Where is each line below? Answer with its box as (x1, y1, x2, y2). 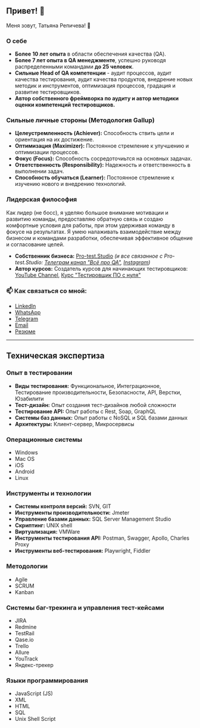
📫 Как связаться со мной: (6, 286, 87, 295)
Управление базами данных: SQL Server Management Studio (14, 515, 171, 523)
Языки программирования (6, 676, 88, 684)
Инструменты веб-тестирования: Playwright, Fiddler (14, 547, 151, 555)
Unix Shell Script (14, 715, 56, 723)
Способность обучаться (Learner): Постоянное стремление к (14, 174, 174, 181)
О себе (6, 36, 27, 45)
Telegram (14, 315, 39, 322)
